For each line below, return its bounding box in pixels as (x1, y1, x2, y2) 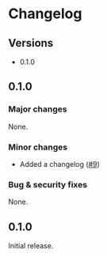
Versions (8, 36, 54, 50)
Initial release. (8, 241, 54, 251)
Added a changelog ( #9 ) (19, 159, 101, 168)
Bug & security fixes (8, 179, 88, 190)
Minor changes (8, 142, 68, 153)
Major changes (8, 104, 67, 115)
